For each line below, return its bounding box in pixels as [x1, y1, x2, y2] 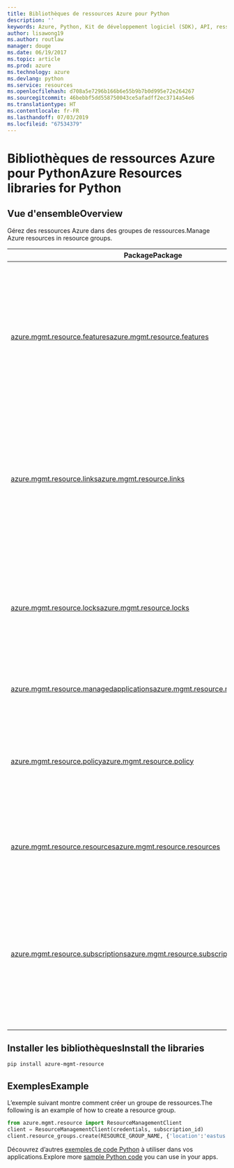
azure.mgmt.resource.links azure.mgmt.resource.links [10, 473, 185, 483]
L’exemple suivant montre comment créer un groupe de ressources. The [7, 1099, 212, 1107]
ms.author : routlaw [7, 36, 64, 43]
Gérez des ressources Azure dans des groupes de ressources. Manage [7, 226, 210, 234]
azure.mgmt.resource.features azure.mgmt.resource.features [10, 332, 209, 342]
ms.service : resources [7, 82, 73, 89]
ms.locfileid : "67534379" [7, 120, 82, 128]
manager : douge [7, 43, 52, 50]
